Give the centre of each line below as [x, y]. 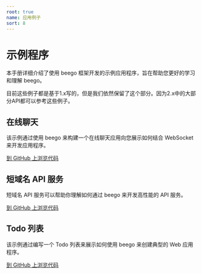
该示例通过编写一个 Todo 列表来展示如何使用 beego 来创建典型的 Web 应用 [100, 244]
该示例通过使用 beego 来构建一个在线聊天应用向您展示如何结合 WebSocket [100, 138]
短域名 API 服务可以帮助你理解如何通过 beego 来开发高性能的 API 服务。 [96, 195]
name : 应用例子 [24, 18]
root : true [20, 12]
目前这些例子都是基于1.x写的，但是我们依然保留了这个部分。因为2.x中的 [96, 93]
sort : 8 [16, 23]
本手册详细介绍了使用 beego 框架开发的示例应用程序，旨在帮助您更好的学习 [101, 73]
